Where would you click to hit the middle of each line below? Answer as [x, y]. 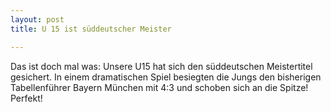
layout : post [37, 19]
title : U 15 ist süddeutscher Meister [91, 29]
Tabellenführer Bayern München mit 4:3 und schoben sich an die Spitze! [159, 87]
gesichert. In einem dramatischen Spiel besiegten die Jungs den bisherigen [166, 77]
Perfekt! [26, 98]
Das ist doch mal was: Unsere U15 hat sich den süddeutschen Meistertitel [161, 66]
